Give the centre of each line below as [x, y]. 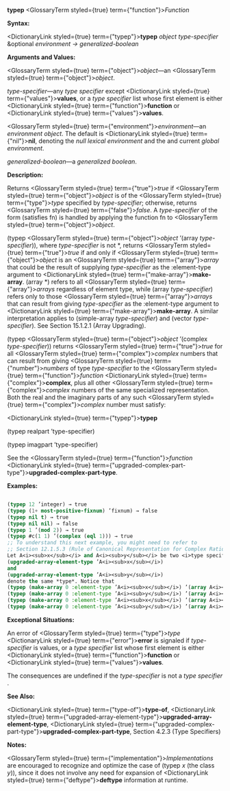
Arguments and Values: [41, 57]
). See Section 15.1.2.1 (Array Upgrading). [89, 325]
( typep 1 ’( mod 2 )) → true [46, 530]
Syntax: [18, 23]
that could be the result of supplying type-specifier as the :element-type [109, 267]
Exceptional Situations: [41, 620]
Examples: [22, 486]
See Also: [21, 696]
